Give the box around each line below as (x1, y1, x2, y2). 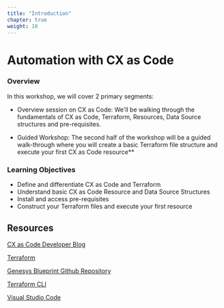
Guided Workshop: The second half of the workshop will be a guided (16, 133, 211, 141)
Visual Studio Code (7, 293, 61, 301)
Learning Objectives (7, 165, 76, 175)
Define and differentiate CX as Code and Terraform (16, 181, 161, 189)
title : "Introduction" (7, 10, 72, 17)
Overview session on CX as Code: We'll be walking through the (16, 105, 195, 114)
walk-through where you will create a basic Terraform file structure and (16, 140, 218, 149)
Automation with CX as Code (7, 52, 174, 68)
